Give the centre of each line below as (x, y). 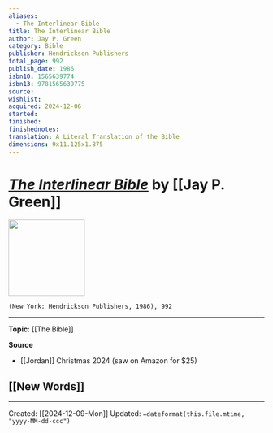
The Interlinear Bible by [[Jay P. (117, 184)
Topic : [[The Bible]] (41, 329)
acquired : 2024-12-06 (45, 106)
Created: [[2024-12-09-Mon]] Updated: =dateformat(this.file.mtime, (127, 414)
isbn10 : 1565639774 (41, 76)
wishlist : (25, 99)
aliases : (23, 16)
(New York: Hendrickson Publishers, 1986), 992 (91, 307)
